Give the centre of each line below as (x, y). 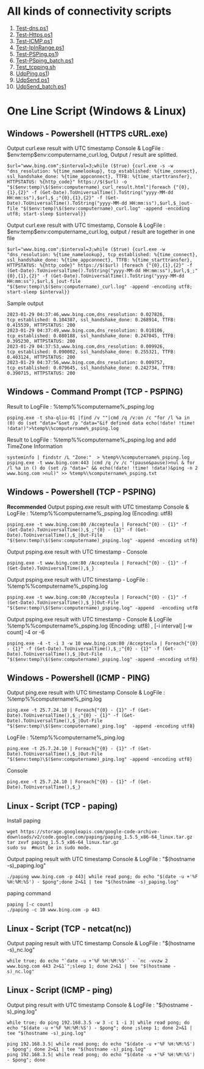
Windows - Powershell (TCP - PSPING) (81, 492)
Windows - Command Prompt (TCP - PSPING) (95, 392)
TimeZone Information (35, 446)
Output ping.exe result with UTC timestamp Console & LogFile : (86, 693)
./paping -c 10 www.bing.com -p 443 (53, 910)
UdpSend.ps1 (33, 80)
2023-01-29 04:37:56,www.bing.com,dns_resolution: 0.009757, (86, 362)
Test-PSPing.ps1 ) (37, 54)
